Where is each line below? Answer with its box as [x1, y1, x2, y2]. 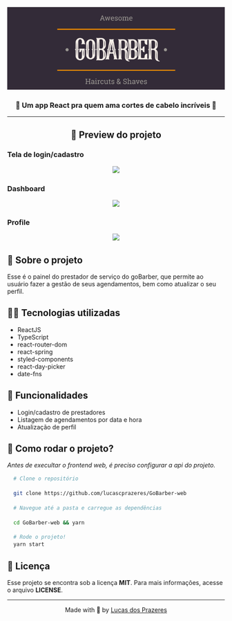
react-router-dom [17, 340, 68, 349]
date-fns [17, 369, 43, 378]
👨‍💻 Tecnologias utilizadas [7, 307, 121, 319]
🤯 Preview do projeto [70, 129, 162, 141]
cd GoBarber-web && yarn [13, 519, 85, 526]
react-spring [17, 347, 53, 355]
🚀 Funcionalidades [7, 390, 88, 402]
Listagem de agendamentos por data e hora [17, 415, 142, 424]
